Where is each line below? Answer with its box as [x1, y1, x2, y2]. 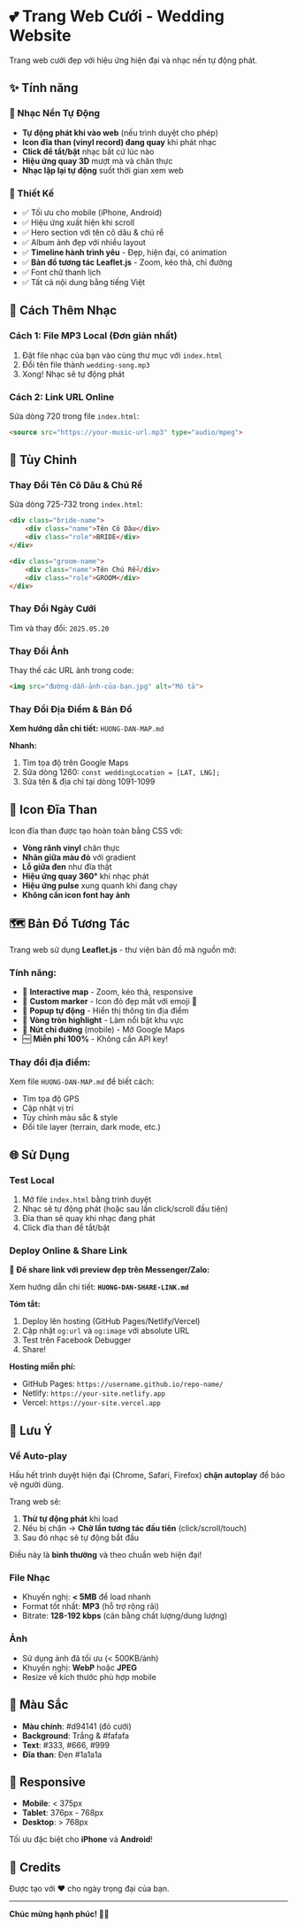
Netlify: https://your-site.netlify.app [21, 1388, 166, 1398]
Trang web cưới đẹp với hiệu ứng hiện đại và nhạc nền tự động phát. [9, 55, 258, 66]
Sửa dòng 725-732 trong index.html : [9, 499, 143, 510]
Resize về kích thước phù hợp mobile [21, 1671, 156, 1682]
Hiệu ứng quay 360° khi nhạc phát [21, 871, 149, 882]
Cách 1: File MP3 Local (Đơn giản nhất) [9, 329, 178, 342]
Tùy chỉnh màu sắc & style [21, 1112, 118, 1123]
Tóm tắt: [9, 1299, 42, 1310]
